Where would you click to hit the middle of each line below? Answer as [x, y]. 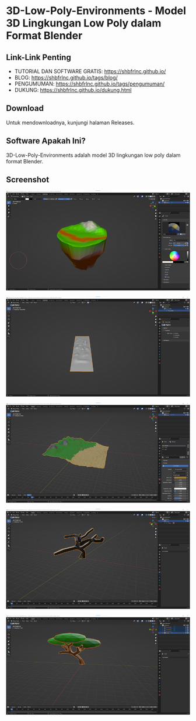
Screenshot [28, 180]
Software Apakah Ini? [46, 141]
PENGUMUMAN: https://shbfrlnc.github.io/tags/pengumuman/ [90, 84]
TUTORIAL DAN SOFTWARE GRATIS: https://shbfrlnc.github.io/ [90, 71]
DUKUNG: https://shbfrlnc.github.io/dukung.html [73, 90]
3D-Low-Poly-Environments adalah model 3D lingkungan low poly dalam [93, 155]
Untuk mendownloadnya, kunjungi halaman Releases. [70, 122]
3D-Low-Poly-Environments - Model [96, 11]
